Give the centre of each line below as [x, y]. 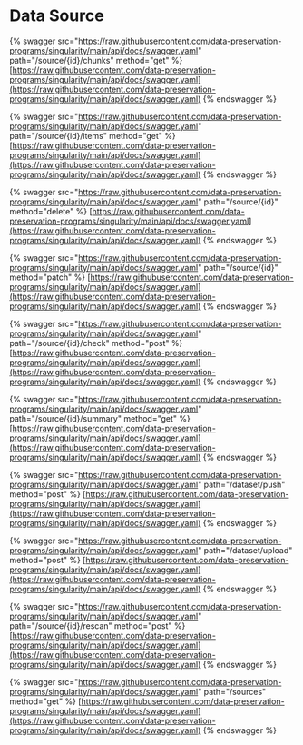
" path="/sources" [232, 691]
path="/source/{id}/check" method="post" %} [96, 343]
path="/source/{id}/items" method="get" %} [93, 135]
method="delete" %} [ [51, 211]
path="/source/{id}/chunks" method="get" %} [96, 60]
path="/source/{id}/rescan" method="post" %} [98, 626]
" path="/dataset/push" [242, 484]
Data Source [57, 16]
